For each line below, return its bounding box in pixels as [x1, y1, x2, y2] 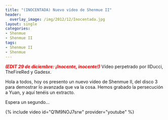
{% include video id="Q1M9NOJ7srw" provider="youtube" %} [5, 109, 135, 115]
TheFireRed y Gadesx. [5, 69, 52, 75]
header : [5, 12, 22, 17]
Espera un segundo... [5, 99, 50, 105]
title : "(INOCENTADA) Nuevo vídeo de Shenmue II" [5, 7, 112, 13]
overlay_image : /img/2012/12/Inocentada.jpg [10, 17, 105, 22]
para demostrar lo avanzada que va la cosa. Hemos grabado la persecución [5, 84, 163, 90]
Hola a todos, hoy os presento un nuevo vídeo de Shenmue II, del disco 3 [5, 79, 158, 85]
